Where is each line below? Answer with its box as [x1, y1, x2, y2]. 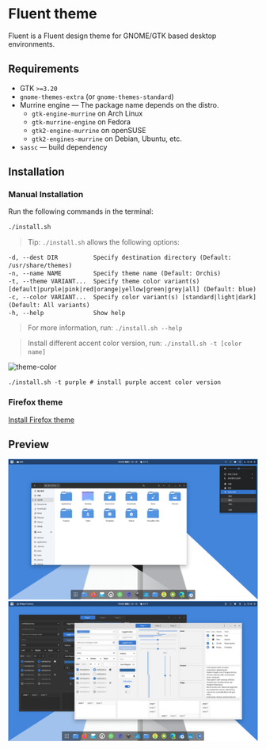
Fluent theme [8, 5, 97, 23]
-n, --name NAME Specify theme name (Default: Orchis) [8, 270, 222, 278]
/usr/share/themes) [8, 262, 73, 270]
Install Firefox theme [8, 415, 75, 424]
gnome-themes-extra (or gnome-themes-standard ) [19, 92, 174, 101]
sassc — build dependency [19, 142, 108, 151]
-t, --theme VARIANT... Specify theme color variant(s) [8, 278, 200, 286]
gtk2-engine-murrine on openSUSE [31, 125, 146, 135]
